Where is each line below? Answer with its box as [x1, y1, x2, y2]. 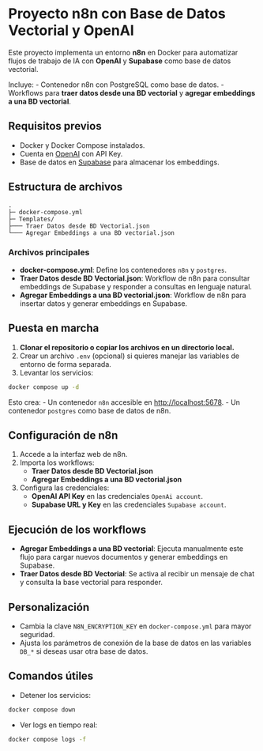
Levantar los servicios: [19, 368, 93, 377]
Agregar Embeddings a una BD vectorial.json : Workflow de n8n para [19, 290, 246, 300]
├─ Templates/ [8, 215, 55, 223]
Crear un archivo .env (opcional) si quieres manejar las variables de [19, 351, 240, 360]
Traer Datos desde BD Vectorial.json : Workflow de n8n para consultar [19, 274, 250, 283]
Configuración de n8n [8, 428, 118, 442]
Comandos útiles [8, 670, 94, 683]
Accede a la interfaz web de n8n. [19, 450, 128, 459]
